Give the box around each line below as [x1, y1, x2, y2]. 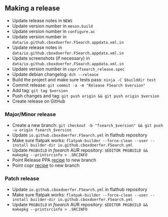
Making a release [5, 4, 60, 13]
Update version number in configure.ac [12, 28, 95, 34]
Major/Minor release [5, 111, 56, 118]
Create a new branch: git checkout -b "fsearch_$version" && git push [12, 122, 163, 128]
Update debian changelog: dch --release [12, 71, 99, 77]
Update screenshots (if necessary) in [12, 55, 90, 61]
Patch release [5, 175, 40, 182]
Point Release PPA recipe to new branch [12, 157, 96, 163]
